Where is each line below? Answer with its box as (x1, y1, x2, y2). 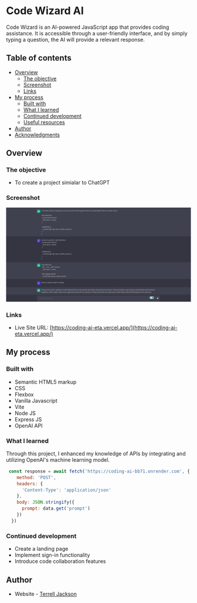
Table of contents (6, 53, 72, 63)
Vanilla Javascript (14, 397, 57, 404)
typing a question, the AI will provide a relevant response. (6, 36, 145, 43)
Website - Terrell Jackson (14, 590, 77, 597)
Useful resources (23, 119, 66, 126)
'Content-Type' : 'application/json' (21, 487, 111, 493)
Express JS (14, 416, 42, 423)
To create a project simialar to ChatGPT (14, 179, 110, 186)
